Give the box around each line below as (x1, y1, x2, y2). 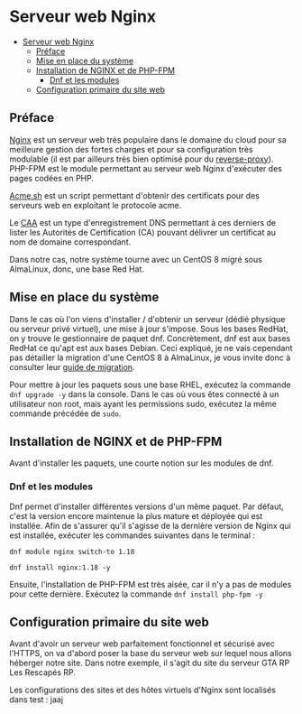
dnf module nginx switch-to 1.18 (9, 547, 135, 556)
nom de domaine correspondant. (9, 236, 132, 247)
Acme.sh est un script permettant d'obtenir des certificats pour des (9, 190, 260, 200)
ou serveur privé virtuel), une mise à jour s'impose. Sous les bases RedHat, (9, 323, 288, 334)
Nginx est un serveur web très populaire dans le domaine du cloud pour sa (9, 134, 287, 145)
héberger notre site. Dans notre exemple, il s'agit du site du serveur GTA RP (9, 657, 290, 669)
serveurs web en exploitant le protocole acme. (9, 199, 182, 210)
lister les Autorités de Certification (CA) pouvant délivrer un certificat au (9, 227, 277, 237)
